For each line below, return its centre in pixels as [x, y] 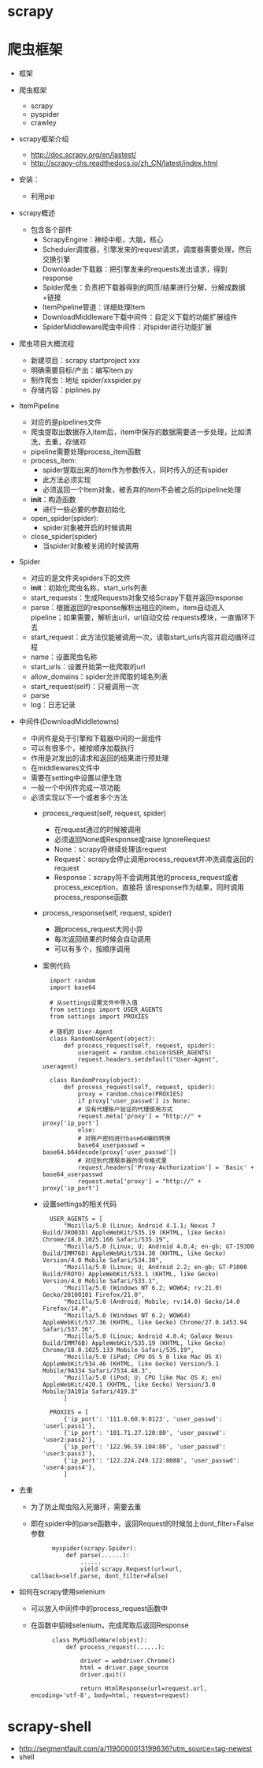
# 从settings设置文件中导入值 [94, 1003]
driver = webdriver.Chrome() [128, 1661]
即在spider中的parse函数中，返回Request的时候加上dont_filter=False [142, 1524]
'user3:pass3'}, [69, 1454]
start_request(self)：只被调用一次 [85, 687]
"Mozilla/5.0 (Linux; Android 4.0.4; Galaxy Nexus [148, 1336]
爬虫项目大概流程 [46, 344]
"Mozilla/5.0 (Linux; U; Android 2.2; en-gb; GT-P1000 [155, 1268]
